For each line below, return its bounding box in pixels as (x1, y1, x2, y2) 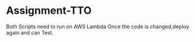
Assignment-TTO (6, 4, 92, 17)
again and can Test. (6, 29, 54, 36)
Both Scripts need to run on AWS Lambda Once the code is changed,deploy (6, 23, 189, 30)
